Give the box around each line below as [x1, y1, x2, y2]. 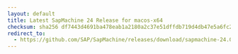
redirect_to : [7, 29, 46, 37]
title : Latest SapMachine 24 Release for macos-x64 [7, 17, 163, 24]
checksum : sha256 [7, 23, 59, 30]
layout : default [7, 10, 55, 18]
